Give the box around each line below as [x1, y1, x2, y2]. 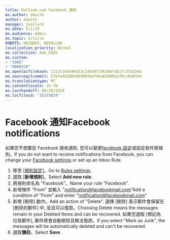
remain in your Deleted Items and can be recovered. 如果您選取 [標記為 [12, 211, 161, 217]
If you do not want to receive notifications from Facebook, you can [14, 151, 153, 157]
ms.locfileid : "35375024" [5, 93, 60, 98]
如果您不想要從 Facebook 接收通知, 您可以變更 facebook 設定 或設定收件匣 [5, 145, 159, 151]
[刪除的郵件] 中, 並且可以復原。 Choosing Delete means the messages [12, 205, 158, 211]
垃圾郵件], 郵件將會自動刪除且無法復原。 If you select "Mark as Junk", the [12, 218, 165, 224]
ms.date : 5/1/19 [5, 26, 40, 32]
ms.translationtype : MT [5, 78, 56, 84]
